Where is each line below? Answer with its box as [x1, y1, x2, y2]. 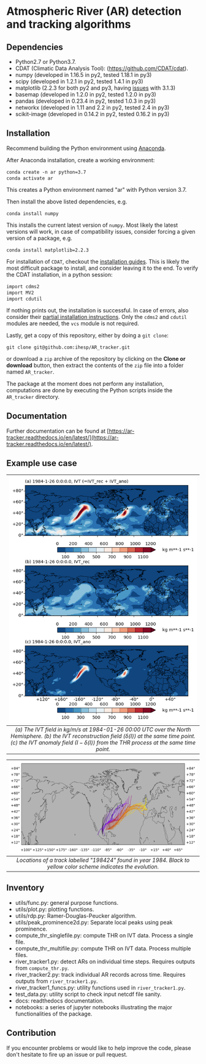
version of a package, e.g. [6, 234, 72, 242]
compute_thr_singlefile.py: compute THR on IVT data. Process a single [15, 931, 193, 939]
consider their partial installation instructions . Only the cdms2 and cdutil [6, 313, 187, 320]
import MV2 [6, 290, 34, 296]
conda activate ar [6, 175, 53, 181]
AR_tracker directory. [6, 393, 60, 400]
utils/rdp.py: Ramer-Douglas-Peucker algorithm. [15, 912, 137, 920]
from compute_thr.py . [15, 964, 69, 972]
